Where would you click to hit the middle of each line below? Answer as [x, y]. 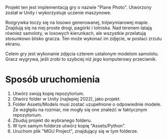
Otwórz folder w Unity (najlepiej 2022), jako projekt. [67, 99]
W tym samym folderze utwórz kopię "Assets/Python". [69, 125]
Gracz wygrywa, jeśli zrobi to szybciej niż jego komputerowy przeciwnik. [81, 59]
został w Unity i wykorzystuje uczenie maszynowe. [58, 13]
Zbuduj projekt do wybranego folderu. [52, 120]
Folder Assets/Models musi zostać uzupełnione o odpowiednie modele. [87, 104]
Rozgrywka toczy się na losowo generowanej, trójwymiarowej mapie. [77, 22]
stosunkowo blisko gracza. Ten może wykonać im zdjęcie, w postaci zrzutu [83, 38]
